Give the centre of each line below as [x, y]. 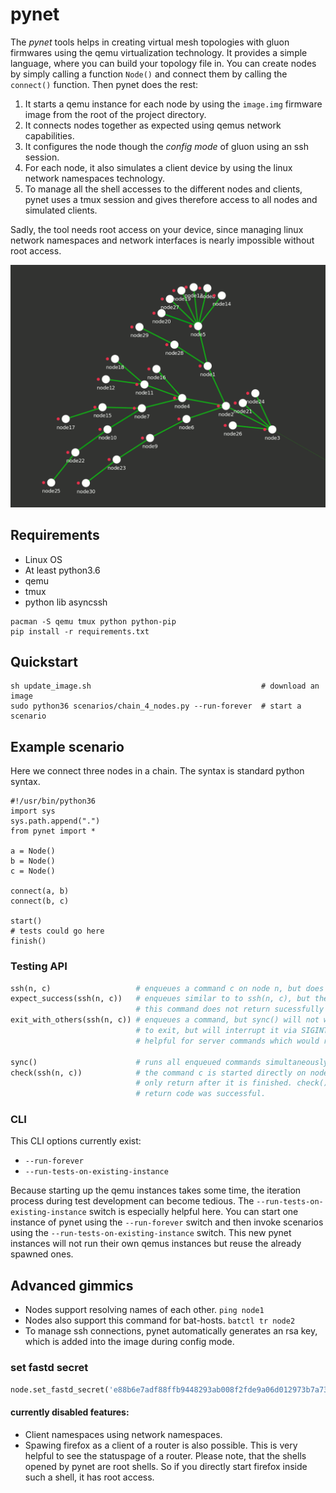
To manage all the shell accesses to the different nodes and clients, [163, 189]
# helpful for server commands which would [227, 1041]
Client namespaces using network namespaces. [123, 1434]
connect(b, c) [40, 901]
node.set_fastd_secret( [60, 1389]
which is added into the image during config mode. [129, 1342]
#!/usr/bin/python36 [53, 801]
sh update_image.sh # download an [165, 686]
